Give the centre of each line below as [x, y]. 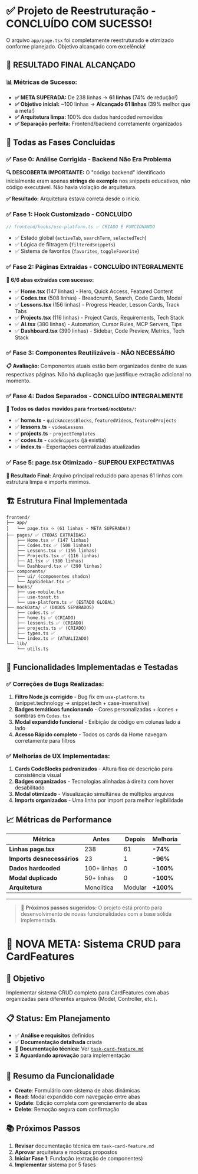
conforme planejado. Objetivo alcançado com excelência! [76, 46]
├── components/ [26, 571]
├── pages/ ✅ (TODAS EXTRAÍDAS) [46, 535]
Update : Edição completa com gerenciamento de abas [81, 1103]
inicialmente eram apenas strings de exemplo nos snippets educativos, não [98, 181]
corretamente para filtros [45, 741]
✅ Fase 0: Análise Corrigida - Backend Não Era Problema [89, 159]
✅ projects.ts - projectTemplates [55, 434]
